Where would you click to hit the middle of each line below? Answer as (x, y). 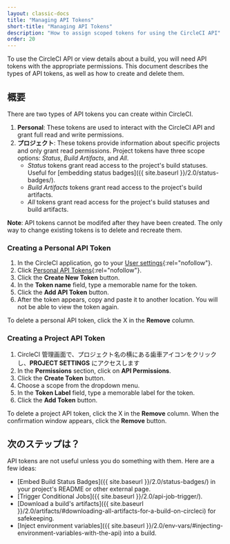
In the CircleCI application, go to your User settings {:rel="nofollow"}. (115, 263)
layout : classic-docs (38, 13)
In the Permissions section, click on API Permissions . (94, 371)
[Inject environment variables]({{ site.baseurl (81, 526)
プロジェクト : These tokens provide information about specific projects (118, 143)
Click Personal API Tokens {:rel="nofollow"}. (79, 271)
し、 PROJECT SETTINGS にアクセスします (78, 362)
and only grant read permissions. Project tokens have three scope (111, 150)
